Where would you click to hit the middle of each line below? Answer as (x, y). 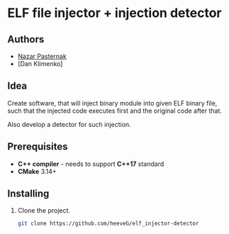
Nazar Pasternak (42, 56)
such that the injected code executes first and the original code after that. (114, 111)
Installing (28, 194)
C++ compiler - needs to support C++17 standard (91, 164)
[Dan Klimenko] (40, 64)
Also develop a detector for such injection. (69, 124)
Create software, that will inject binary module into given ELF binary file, (112, 103)
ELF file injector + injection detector (114, 13)
